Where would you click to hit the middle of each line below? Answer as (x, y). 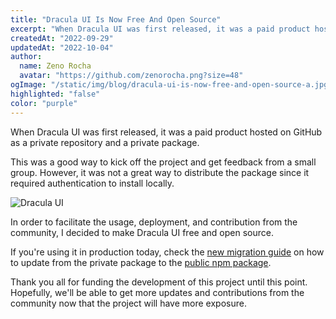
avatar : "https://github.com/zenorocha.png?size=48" (131, 76)
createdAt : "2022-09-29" (62, 38)
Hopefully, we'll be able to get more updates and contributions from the (157, 292)
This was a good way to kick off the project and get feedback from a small (163, 162)
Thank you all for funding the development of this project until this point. (159, 282)
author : (26, 57)
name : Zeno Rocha (55, 66)
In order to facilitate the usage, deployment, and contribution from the (154, 222)
